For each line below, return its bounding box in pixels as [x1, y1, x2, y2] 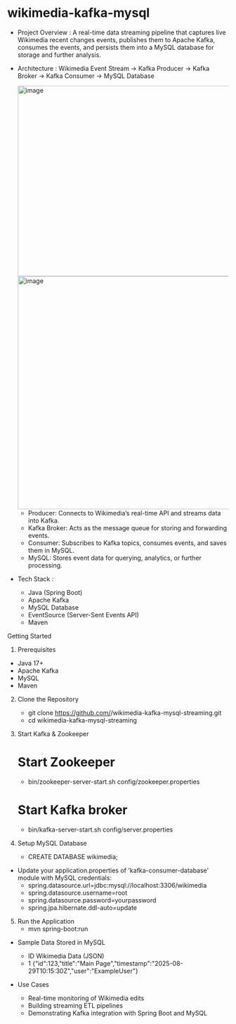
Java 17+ [17, 659, 44, 667]
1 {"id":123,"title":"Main [27, 959, 95, 967]
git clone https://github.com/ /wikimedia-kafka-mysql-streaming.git [27, 708, 222, 717]
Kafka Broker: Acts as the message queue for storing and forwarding [27, 523, 228, 532]
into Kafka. [27, 516, 60, 525]
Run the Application [17, 917, 75, 925]
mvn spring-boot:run [27, 924, 88, 933]
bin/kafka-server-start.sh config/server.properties [27, 825, 173, 834]
